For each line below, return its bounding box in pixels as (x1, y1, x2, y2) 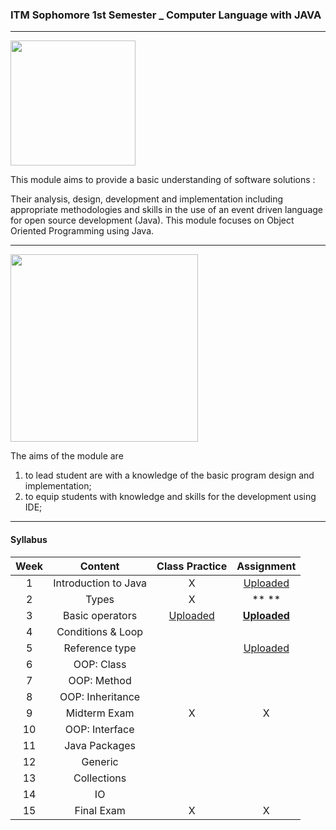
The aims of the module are (10, 450, 124, 462)
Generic (81, 754, 119, 768)
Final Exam (74, 803, 126, 817)
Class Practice (156, 559, 228, 573)
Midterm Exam (65, 706, 135, 720)
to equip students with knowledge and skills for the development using (24, 491, 317, 503)
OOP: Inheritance (59, 689, 141, 703)
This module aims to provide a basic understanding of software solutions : (10, 174, 316, 186)
